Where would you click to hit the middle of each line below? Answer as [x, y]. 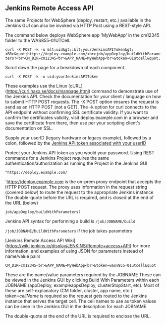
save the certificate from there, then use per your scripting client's [73, 123]
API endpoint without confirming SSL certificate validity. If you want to [77, 112]
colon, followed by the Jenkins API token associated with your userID [76, 143]
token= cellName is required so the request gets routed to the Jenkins [76, 296]
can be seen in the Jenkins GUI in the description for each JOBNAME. [76, 306]
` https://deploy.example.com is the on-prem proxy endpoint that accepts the [83, 182]
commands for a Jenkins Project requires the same [57, 158]
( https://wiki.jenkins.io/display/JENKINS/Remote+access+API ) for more [78, 245]
